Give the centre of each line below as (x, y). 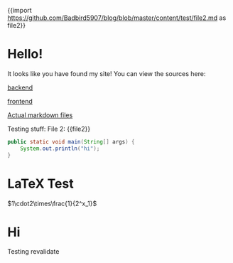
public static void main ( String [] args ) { (71, 141)
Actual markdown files (40, 115)
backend (20, 87)
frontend (20, 101)
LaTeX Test (40, 183)
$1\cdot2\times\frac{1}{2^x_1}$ (52, 203)
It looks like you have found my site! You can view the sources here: (107, 73)
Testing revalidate (33, 252)
